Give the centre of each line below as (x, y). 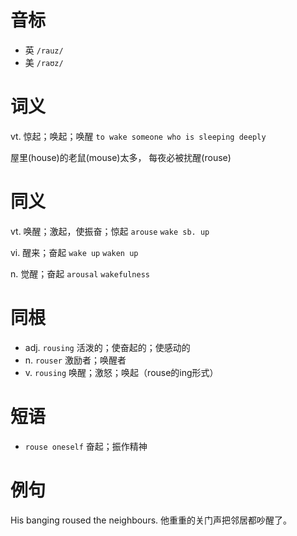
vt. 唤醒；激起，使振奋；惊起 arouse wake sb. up (110, 231)
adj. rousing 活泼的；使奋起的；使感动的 (107, 347)
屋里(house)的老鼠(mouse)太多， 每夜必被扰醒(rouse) (121, 157)
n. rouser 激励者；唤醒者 (75, 360)
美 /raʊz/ (44, 62)
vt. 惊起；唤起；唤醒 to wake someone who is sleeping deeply (138, 136)
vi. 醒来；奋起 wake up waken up (74, 252)
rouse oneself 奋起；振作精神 (86, 446)
